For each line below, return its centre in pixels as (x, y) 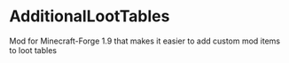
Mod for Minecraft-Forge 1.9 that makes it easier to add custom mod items (145, 41)
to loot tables (33, 50)
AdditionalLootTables (90, 16)
